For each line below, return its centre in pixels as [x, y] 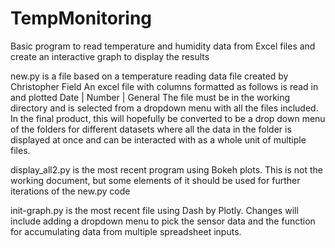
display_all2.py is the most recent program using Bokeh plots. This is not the [167, 169]
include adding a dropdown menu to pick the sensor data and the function [163, 221]
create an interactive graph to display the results [110, 56]
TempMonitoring [81, 18]
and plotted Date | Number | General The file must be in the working [150, 97]
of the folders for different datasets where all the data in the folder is [151, 129]
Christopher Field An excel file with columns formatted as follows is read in [164, 86]
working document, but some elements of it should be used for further [155, 180]
